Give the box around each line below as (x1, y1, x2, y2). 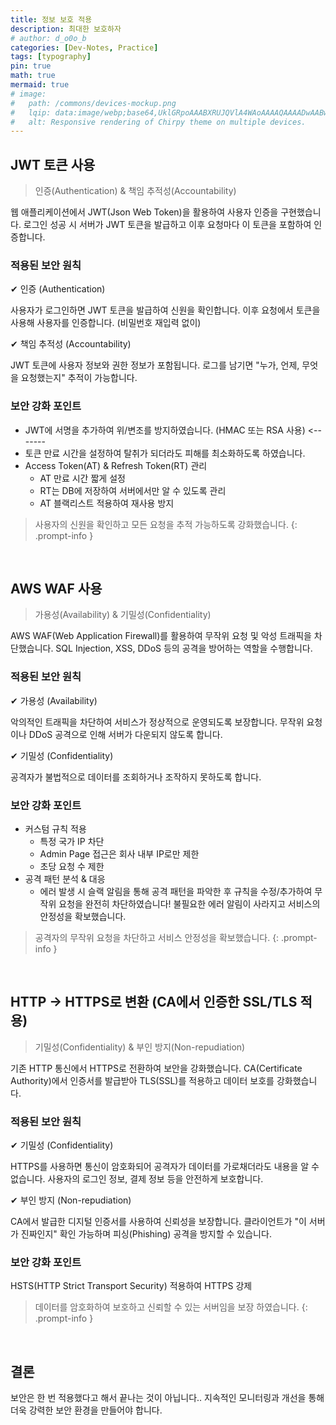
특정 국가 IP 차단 (39, 836, 105, 848)
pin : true (10, 61, 52, 71)
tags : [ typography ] (10, 52, 92, 62)
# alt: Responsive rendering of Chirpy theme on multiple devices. (10, 117, 307, 127)
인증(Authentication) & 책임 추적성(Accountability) (34, 185, 237, 197)
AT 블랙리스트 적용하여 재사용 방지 (39, 497, 175, 509)
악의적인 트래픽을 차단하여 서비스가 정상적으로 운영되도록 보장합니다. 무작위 (10, 716, 305, 728)
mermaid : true (10, 80, 70, 90)
